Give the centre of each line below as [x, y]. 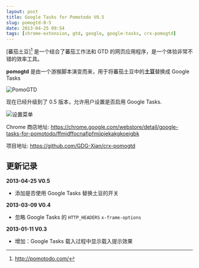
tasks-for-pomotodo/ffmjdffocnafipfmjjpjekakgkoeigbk [73, 133]
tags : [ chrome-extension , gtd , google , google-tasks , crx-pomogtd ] [91, 34]
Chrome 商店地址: [28, 127]
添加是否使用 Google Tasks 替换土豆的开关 [67, 193]
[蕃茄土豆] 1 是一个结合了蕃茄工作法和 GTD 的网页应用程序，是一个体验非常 [97, 51]
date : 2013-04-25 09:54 [36, 28]
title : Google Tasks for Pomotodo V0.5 [55, 17]
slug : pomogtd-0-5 [29, 22]
